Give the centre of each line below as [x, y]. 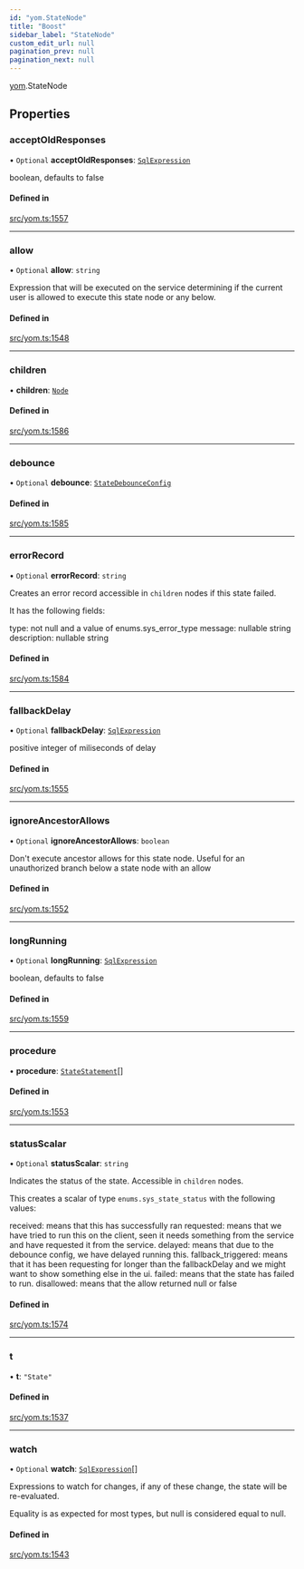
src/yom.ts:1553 [39, 1111]
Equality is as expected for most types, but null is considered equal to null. [148, 1514]
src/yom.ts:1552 [39, 909]
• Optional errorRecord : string [68, 575]
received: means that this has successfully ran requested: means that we [146, 1226]
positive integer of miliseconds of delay [83, 748]
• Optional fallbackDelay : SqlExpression [85, 730]
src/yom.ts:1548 [39, 338]
